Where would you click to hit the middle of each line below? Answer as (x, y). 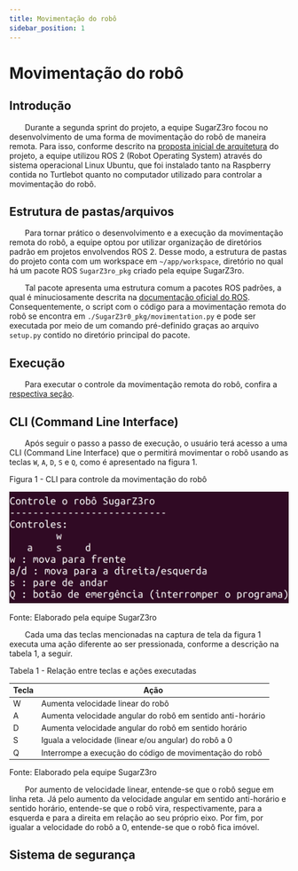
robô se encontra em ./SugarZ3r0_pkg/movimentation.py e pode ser (133, 316)
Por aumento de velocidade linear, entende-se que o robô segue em (149, 789)
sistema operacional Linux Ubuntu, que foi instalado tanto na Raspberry (140, 165)
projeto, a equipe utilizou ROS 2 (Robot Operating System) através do (136, 155)
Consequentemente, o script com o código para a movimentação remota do (148, 307)
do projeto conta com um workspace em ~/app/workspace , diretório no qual (146, 261)
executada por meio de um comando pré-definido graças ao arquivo (134, 326)
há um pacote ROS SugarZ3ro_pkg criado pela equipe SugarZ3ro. (127, 271)
